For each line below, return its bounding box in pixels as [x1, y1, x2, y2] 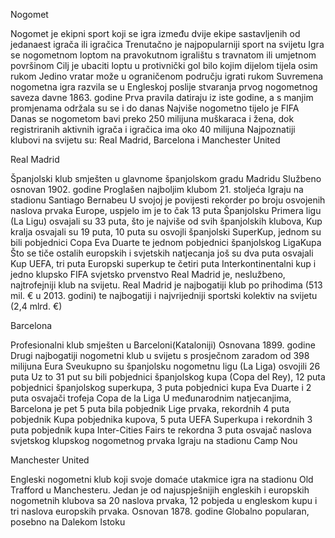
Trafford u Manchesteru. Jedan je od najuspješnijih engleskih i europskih [10, 484, 310, 496]
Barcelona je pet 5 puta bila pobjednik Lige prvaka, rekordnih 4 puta [10, 403, 290, 414]
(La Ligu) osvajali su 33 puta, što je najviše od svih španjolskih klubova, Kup [10, 215, 323, 227]
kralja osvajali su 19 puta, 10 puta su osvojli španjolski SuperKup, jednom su [10, 226, 322, 238]
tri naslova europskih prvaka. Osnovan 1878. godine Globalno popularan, [10, 505, 310, 517]
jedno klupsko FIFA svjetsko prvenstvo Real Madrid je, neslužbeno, [10, 269, 286, 280]
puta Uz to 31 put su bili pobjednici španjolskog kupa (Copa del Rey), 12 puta [10, 371, 326, 383]
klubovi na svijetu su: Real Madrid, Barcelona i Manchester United [10, 134, 281, 146]
